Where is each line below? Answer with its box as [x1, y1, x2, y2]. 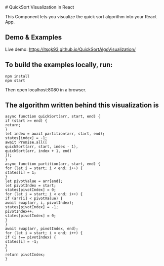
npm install [5, 74, 30, 78]
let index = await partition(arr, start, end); [5, 131, 105, 136]
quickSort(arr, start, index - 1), [5, 144, 79, 150]
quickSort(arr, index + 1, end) [5, 149, 72, 153]
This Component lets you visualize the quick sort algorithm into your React [5, 14, 157, 19]
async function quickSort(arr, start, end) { [5, 114, 100, 119]
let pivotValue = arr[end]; [5, 179, 63, 184]
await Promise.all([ [5, 140, 48, 145]
